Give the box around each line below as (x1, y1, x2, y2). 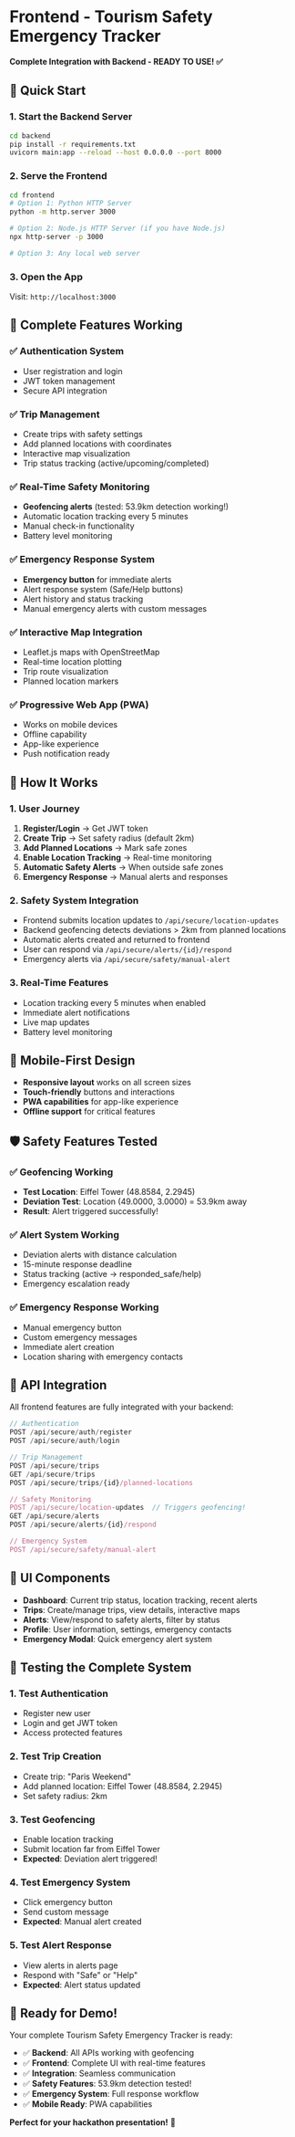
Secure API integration (22, 385, 107, 396)
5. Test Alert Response (9, 1939, 112, 1952)
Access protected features (22, 1727, 123, 1738)
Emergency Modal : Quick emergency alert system (22, 1633, 212, 1644)
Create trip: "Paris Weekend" (22, 1771, 132, 1782)
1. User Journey (9, 801, 80, 814)
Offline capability (22, 728, 87, 740)
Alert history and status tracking (22, 593, 144, 604)
